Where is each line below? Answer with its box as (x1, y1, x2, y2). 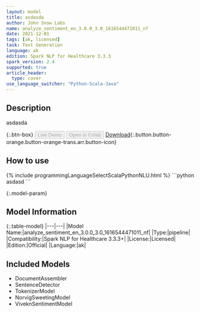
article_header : (6, 70, 47, 76)
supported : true (6, 64, 47, 71)
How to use (6, 156, 49, 166)
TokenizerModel (14, 287, 55, 295)
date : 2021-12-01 (6, 31, 50, 37)
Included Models (6, 259, 70, 269)
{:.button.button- (130, 131, 172, 138)
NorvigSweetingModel (14, 294, 71, 301)
